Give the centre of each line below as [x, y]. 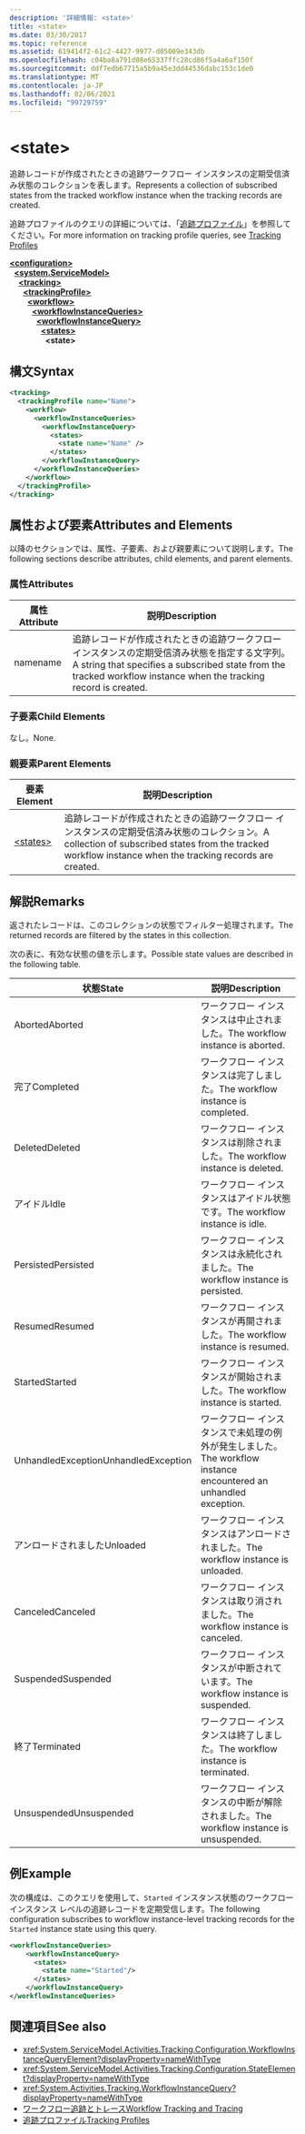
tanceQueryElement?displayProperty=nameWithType [122, 2058]
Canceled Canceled [55, 1612]
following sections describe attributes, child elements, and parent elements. [151, 559]
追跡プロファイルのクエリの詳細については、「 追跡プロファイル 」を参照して [150, 224]
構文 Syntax [42, 371]
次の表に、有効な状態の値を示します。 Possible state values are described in [151, 954]
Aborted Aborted [49, 1025]
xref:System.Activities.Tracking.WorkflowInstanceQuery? [129, 2088]
